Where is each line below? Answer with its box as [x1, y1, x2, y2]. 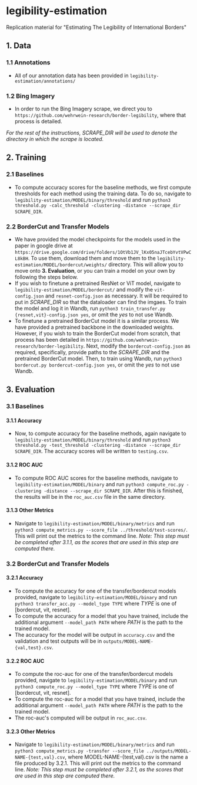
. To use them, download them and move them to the [28, 254, 156, 261]
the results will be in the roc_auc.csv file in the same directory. [14, 493, 166, 500]
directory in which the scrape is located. [6, 135, 104, 142]
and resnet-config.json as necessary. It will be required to [45, 292, 188, 299]
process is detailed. [14, 117, 63, 125]
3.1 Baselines [6, 403, 44, 411]
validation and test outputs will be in [14, 637, 102, 645]
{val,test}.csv [14, 645, 52, 650]
